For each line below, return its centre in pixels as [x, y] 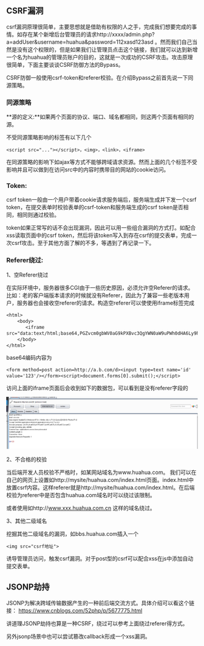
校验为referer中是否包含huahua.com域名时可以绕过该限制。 [81, 495]
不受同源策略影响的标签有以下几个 [49, 137]
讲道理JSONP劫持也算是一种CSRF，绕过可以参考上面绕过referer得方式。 [97, 623]
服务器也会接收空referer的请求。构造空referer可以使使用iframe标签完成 [106, 303]
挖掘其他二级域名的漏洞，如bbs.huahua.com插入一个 [73, 534]
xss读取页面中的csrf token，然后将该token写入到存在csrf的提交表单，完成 [99, 235]
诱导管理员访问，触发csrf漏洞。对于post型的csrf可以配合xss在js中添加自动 [100, 558]
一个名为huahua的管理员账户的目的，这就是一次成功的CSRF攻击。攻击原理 [100, 57]
